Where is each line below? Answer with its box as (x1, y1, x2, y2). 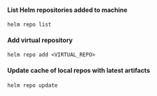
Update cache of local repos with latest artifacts (7, 67, 151, 74)
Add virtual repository (7, 36, 74, 44)
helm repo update (7, 81, 58, 89)
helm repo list (7, 21, 52, 28)
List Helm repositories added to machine (7, 6, 128, 14)
